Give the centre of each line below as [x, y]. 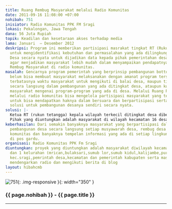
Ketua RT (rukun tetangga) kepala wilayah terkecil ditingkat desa [83, 115]
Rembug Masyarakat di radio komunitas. [52, 67]
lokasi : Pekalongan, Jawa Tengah [41, 29]
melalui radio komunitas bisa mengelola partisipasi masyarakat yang [85, 96]
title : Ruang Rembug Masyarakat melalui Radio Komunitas [67, 10]
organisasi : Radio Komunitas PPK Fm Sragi [51, 143]
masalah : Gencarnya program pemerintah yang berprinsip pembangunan [80, 72]
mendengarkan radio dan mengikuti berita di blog [64, 162]
